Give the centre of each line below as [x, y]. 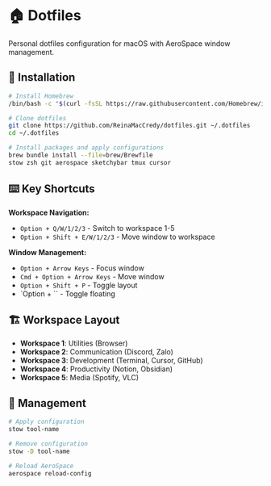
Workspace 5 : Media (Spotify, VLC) [79, 378]
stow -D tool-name [39, 451]
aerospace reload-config [50, 473]
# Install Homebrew [41, 96]
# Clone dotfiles [38, 118]
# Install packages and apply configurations [86, 148]
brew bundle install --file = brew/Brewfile [81, 155]
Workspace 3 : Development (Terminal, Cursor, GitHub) [111, 361]
